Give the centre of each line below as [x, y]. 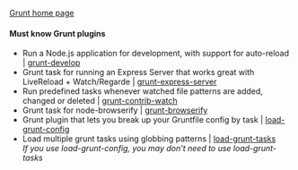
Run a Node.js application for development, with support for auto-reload [156, 54]
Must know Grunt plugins [57, 33]
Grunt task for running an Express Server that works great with [138, 72]
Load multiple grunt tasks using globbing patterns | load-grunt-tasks [149, 139]
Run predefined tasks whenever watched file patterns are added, [142, 91]
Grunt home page [42, 13]
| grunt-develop [51, 63]
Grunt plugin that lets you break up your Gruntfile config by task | [143, 120]
